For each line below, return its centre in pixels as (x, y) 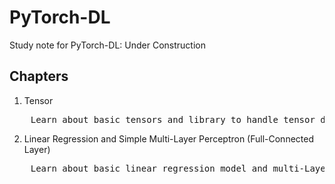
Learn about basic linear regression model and (149, 168)
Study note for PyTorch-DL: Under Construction (107, 45)
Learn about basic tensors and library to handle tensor (173, 119)
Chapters (39, 76)
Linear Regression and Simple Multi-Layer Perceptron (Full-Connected (168, 138)
